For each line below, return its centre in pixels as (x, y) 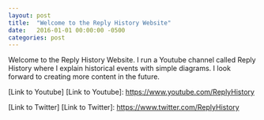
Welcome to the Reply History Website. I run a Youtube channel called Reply (132, 60)
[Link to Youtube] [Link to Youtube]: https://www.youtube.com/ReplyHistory (132, 92)
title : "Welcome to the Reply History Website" (90, 23)
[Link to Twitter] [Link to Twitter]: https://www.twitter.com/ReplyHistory (124, 107)
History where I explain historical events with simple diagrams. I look (120, 69)
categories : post (37, 37)
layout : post (30, 15)
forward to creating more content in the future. (84, 77)
